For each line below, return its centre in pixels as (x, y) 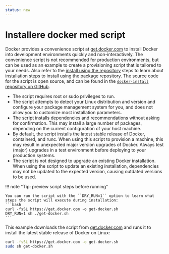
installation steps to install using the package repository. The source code (82, 76)
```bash (13, 205)
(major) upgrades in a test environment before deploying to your (79, 150)
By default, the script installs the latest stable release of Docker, (79, 134)
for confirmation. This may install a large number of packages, (77, 123)
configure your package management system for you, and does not (82, 107)
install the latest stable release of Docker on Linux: (58, 232)
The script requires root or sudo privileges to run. (64, 96)
